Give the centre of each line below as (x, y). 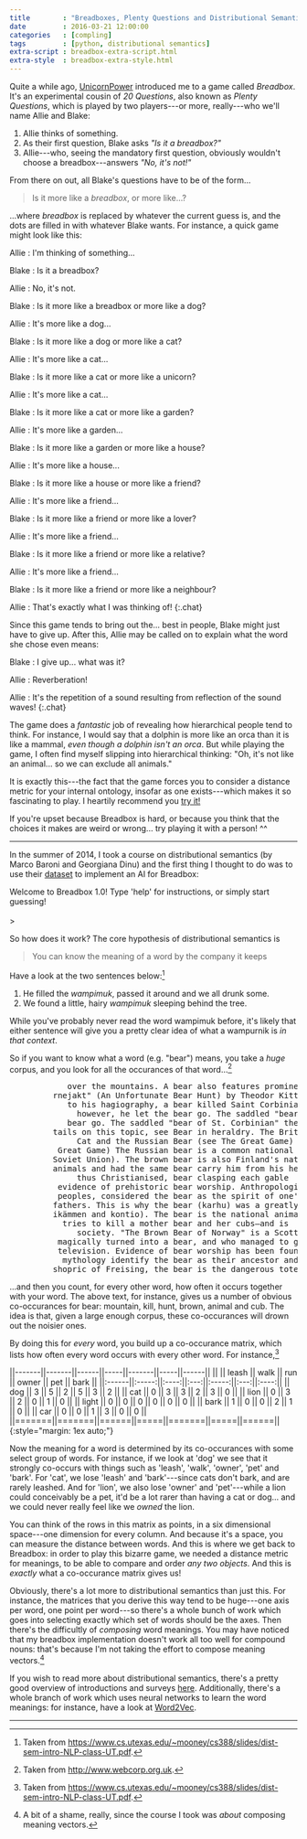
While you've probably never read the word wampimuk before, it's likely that (153, 1021)
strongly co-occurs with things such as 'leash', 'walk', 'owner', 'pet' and (144, 1468)
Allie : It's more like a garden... (66, 430)
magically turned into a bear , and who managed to (174, 1242)
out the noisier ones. (48, 1326)
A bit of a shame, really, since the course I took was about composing (154, 1814)
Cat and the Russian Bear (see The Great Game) (185, 1141)
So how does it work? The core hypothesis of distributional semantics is (145, 939)
